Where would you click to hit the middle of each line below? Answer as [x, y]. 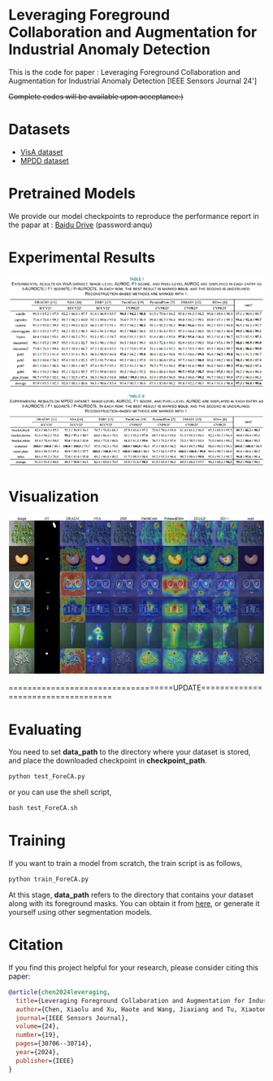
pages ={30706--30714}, [54, 1044]
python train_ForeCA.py [49, 880]
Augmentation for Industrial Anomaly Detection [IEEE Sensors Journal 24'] [133, 81]
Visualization [54, 496]
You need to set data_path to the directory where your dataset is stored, [130, 752]
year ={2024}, [38, 1053]
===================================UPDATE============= [135, 688]
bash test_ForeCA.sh [43, 808]
